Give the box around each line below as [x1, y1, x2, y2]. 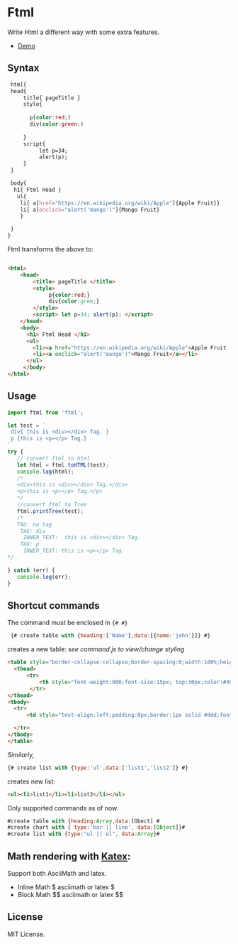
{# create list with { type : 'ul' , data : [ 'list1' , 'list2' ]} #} [7, 764, 189, 771]
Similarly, [7, 750, 35, 759]
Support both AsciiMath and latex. [7, 869, 107, 877]
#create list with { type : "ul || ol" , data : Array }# [7, 830, 160, 838]
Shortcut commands [7, 600, 101, 612]
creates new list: [7, 777, 55, 786]
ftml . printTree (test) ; [16, 507, 84, 515]
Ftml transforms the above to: [7, 245, 94, 253]
